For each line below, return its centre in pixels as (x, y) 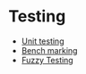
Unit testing (43, 41)
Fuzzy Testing (47, 60)
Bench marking (49, 50)
